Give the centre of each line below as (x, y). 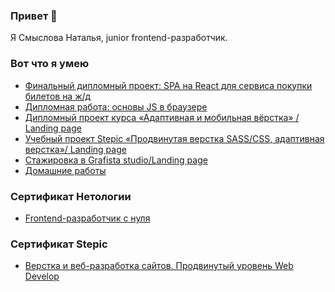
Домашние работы (65, 170)
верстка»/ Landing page (75, 149)
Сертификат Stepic (59, 244)
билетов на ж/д (58, 96)
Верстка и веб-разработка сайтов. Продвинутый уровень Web (159, 266)
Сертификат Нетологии (71, 196)
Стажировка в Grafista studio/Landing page (116, 160)
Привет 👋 (34, 16)
